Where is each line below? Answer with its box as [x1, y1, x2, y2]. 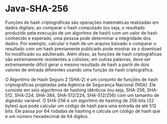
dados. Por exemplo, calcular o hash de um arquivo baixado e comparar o [5, 40, 157, 46]
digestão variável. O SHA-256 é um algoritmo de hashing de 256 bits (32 [5, 97, 154, 103]
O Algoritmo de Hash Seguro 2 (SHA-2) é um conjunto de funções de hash [5, 76, 158, 82]
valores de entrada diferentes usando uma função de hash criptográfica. [5, 66, 154, 72]
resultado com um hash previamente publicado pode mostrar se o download [5, 46, 162, 52]
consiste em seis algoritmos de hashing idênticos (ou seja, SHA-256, [5, 87, 146, 93]
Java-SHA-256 [5, 3, 69, 14]
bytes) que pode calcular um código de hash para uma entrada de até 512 [5, 103, 157, 109]
